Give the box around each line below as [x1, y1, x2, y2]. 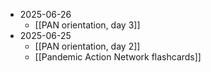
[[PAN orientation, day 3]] [34, 19, 141, 31]
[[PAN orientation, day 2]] [34, 40, 141, 52]
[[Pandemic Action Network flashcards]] [34, 51, 202, 63]
